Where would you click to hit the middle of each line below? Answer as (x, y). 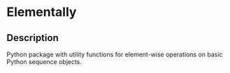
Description (33, 38)
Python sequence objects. (44, 62)
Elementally (42, 12)
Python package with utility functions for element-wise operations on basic (115, 54)
